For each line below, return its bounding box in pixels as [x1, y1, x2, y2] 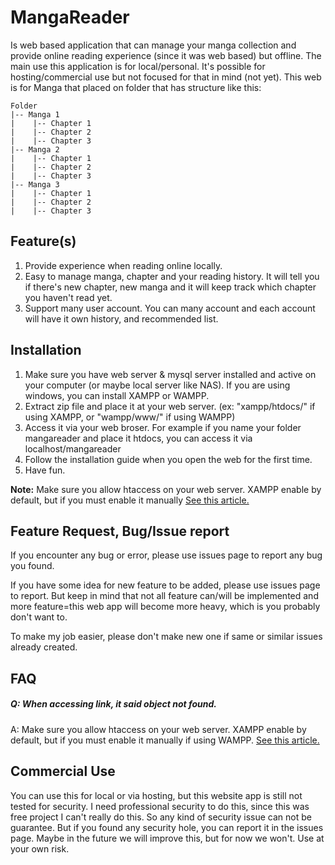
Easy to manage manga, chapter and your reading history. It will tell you [24, 270, 320, 282]
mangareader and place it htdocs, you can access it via [24, 432, 253, 444]
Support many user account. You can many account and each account [24, 302, 316, 314]
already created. [10, 641, 78, 653]
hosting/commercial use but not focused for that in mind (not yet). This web [10, 71, 322, 83]
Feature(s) [10, 233, 77, 250]
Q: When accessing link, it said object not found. [10, 698, 217, 710]
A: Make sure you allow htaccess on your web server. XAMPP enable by [10, 723, 307, 735]
